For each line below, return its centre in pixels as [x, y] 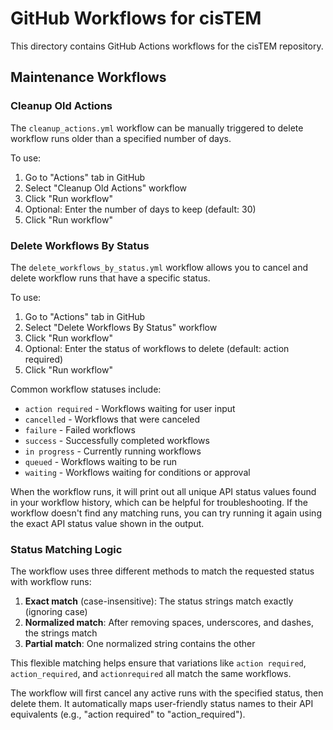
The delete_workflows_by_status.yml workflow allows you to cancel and [159, 267]
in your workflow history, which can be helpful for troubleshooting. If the [159, 502]
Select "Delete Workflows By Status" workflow [121, 327]
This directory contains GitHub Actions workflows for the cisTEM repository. [167, 46]
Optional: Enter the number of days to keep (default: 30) [140, 209]
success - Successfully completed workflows [117, 440]
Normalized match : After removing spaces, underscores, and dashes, [169, 623]
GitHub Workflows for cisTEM [136, 18]
